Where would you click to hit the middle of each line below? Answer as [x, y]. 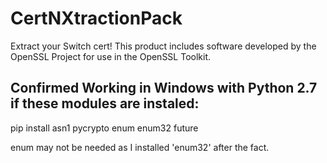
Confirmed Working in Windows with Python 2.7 [164, 88]
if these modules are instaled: [105, 103]
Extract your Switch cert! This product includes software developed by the [163, 46]
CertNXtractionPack [96, 18]
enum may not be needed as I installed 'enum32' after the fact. [140, 147]
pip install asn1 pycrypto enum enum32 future [104, 128]
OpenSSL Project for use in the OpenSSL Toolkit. [111, 56]
